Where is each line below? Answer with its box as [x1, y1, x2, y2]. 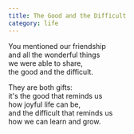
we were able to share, [8, 58, 84, 68]
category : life [8, 19, 59, 27]
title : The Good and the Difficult [8, 11, 127, 20]
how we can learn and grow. [8, 116, 101, 126]
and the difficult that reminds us [8, 108, 113, 117]
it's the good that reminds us [8, 91, 103, 100]
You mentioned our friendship [8, 41, 106, 51]
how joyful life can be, [8, 99, 81, 109]
